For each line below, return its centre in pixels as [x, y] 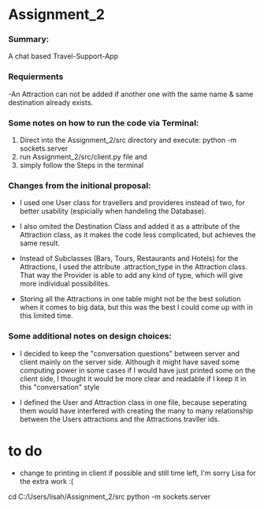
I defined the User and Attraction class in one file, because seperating [133, 402]
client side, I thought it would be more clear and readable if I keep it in [133, 378]
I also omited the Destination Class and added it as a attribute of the [130, 226]
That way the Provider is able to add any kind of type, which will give [131, 275]
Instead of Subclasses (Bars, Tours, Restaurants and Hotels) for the [129, 259]
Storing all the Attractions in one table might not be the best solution [130, 299]
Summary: [29, 39]
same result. [40, 243]
